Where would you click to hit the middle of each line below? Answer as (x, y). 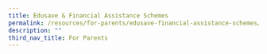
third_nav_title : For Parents (58, 38)
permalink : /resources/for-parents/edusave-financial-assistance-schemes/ (135, 23)
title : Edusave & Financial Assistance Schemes (89, 15)
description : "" (35, 30)
